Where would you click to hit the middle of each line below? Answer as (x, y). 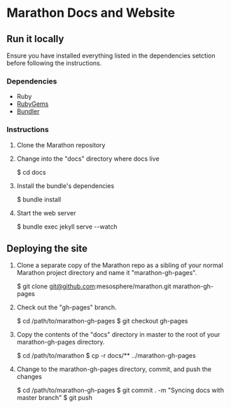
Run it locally (35, 39)
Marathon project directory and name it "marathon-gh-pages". (107, 273)
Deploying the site (47, 248)
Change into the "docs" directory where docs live (88, 159)
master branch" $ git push (54, 398)
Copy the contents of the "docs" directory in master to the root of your (118, 335)
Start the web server (46, 213)
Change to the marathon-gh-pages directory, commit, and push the (114, 369)
